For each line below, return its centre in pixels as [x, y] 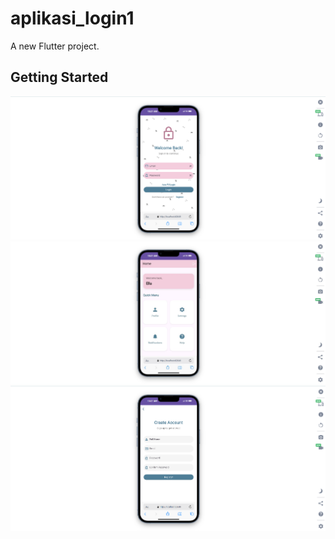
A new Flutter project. [55, 46]
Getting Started [59, 77]
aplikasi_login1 [72, 18]
